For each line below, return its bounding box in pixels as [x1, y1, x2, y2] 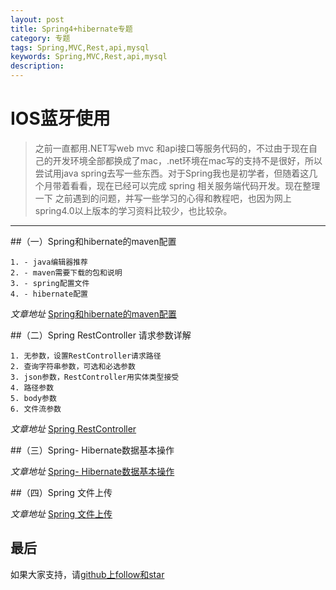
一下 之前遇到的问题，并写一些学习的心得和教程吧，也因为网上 [34, 192, 292, 204]
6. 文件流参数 [10, 404, 62, 414]
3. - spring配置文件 [10, 278, 90, 288]
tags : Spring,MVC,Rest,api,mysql [10, 42, 150, 53]
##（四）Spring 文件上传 [10, 486, 113, 498]
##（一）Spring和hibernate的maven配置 [10, 235, 177, 247]
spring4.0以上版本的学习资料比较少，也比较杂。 [34, 204, 233, 216]
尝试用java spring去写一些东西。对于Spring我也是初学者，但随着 [34, 167, 301, 179]
